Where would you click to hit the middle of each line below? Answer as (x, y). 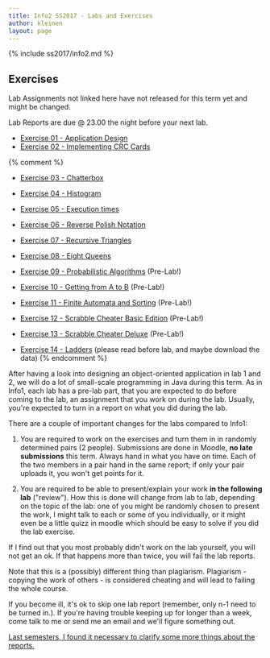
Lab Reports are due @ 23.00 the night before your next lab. (108, 122)
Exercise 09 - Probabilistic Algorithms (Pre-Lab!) (100, 271)
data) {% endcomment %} (64, 358)
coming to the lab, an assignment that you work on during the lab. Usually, (132, 399)
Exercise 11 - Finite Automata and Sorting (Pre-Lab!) (106, 303)
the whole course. (38, 589)
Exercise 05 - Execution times (69, 209)
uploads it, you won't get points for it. (82, 474)
